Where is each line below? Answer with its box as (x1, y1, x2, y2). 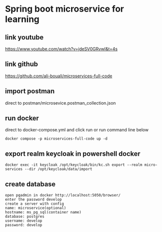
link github (5, 60, 38, 69)
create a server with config (5, 201, 64, 206)
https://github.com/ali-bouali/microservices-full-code (5, 73, 113, 79)
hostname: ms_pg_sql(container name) (5, 210, 82, 215)
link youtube (5, 33, 44, 41)
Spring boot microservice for (5, 3, 124, 15)
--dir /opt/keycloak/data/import (24, 167, 92, 172)
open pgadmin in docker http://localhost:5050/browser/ (5, 193, 121, 198)
